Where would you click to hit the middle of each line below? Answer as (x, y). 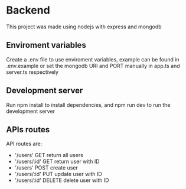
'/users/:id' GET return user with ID (57, 162)
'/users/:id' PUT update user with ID (58, 174)
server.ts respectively (32, 72)
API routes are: (24, 144)
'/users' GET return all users (49, 155)
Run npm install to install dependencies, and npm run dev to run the (88, 105)
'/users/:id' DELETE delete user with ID (62, 180)
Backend (28, 10)
